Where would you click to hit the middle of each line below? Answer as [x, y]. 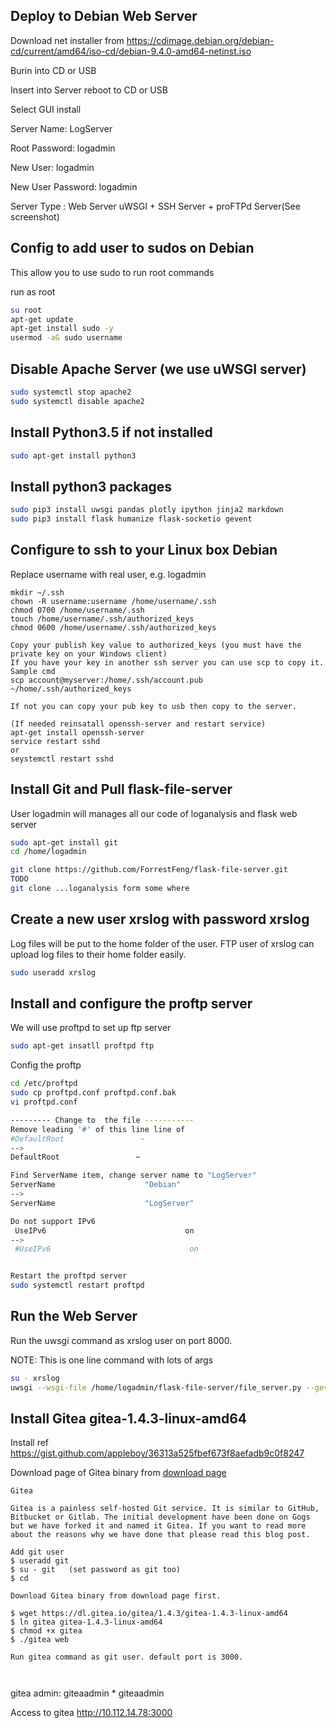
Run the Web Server [74, 1316]
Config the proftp [46, 1065]
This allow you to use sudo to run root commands [112, 272]
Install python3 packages [91, 486]
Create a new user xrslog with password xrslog [160, 919]
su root [26, 310]
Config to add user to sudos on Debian [132, 248]
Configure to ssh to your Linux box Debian [144, 550]
